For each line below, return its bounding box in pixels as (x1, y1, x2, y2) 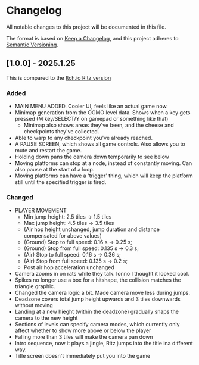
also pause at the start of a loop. (14, 166, 95, 173)
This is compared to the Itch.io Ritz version (6, 74, 111, 81)
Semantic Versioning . (6, 41, 58, 48)
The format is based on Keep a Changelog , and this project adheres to (6, 35, 179, 42)
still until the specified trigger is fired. (14, 179, 107, 186)
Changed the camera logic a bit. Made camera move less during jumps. (14, 289, 191, 297)
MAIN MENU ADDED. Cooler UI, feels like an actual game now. (14, 102, 168, 110)
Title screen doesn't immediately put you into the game (14, 352, 151, 360)
